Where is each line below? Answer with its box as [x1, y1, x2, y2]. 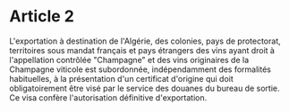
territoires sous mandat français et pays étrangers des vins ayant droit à [9, 44, 276, 55]
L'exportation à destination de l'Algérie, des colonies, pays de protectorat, [9, 36, 281, 46]
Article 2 [9, 6, 74, 27]
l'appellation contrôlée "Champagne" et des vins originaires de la [9, 54, 250, 65]
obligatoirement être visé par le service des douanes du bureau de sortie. [9, 83, 280, 93]
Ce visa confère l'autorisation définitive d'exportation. [9, 92, 208, 103]
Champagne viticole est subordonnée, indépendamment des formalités [9, 64, 271, 75]
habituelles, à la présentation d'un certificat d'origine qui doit [9, 73, 234, 84]
